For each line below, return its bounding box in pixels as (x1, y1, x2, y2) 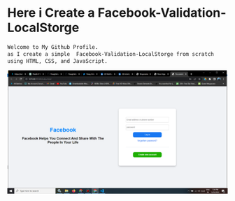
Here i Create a (7, 5, 96, 21)
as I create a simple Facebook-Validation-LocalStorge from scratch (7, 50, 215, 57)
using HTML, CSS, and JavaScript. (7, 57, 108, 64)
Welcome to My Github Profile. (7, 43, 99, 50)
